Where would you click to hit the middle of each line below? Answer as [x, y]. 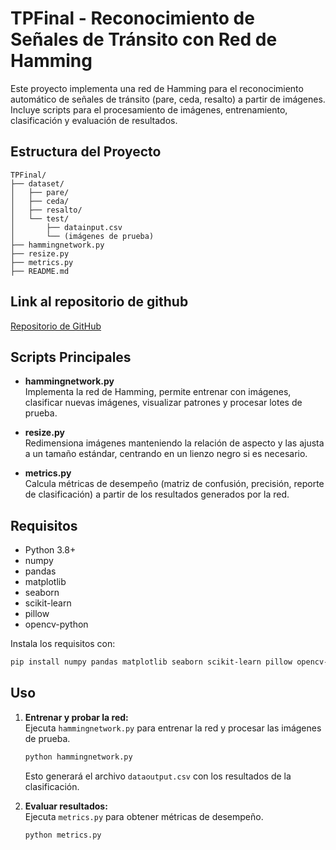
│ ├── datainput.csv [66, 227]
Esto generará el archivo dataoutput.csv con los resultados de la [158, 776]
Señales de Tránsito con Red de [144, 39]
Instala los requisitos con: [63, 644]
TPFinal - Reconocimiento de [132, 18]
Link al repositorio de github [99, 302]
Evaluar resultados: [66, 806]
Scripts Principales [71, 357]
